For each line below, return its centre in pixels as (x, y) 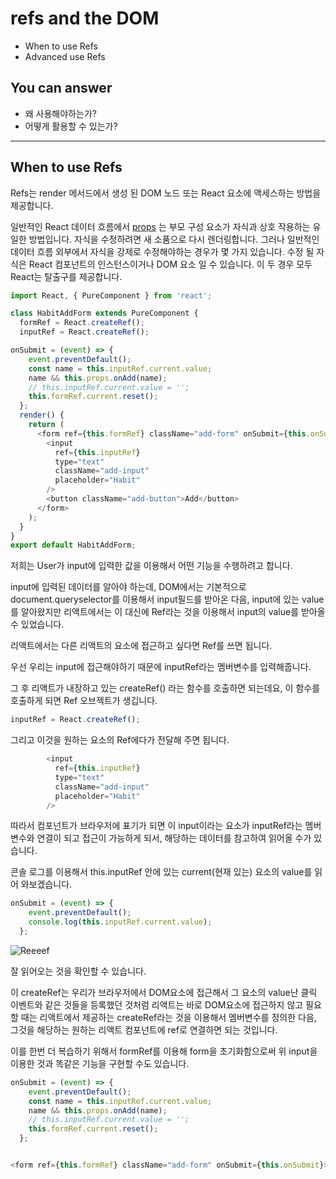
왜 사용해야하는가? (60, 113)
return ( (46, 425)
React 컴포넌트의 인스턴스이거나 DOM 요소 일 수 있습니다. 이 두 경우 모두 (170, 264)
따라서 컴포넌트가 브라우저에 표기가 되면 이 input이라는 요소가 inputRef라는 (156, 826)
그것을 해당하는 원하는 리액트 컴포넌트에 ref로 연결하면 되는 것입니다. (144, 1029)
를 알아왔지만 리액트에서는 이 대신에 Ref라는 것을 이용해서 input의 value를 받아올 (168, 612)
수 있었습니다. (37, 624)
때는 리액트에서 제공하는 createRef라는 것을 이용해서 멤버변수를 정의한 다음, (168, 1017)
